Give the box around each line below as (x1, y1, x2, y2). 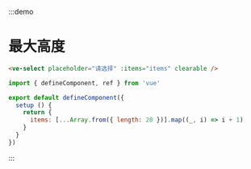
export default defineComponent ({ (8, 93, 125, 101)
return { (23, 109, 52, 117)
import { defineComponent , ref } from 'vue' (8, 79, 161, 87)
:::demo (8, 7, 34, 16)
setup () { (15, 101, 52, 109)
